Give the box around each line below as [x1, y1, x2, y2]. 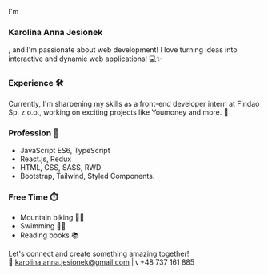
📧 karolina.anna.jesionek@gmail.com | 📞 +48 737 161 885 [8, 257, 195, 267]
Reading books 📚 [19, 230, 79, 240]
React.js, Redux [19, 154, 72, 164]
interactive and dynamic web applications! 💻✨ [8, 54, 162, 63]
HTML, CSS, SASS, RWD [19, 162, 102, 172]
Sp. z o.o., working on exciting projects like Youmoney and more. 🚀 [8, 107, 229, 117]
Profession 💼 [8, 127, 59, 139]
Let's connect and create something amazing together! [8, 249, 190, 259]
